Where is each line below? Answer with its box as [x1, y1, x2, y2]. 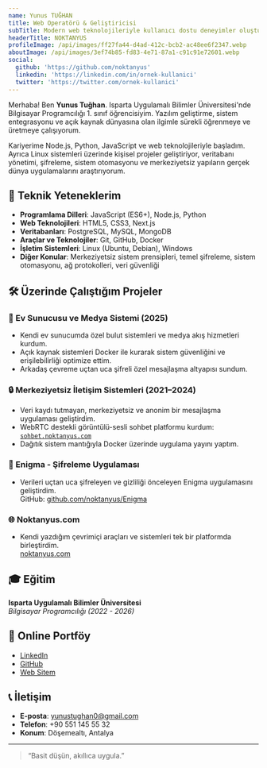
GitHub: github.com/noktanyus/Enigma [19, 494, 148, 504]
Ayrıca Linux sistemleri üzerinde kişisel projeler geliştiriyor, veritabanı [8, 149, 234, 159]
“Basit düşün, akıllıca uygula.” [27, 751, 125, 761]
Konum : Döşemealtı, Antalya [19, 728, 114, 738]
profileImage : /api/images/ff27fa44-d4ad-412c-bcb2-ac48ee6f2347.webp [8, 41, 247, 49]
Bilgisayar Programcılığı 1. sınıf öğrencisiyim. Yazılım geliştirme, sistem [8, 108, 238, 118]
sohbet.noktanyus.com [19, 432, 91, 441]
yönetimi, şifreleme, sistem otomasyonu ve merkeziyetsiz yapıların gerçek [8, 157, 250, 167]
